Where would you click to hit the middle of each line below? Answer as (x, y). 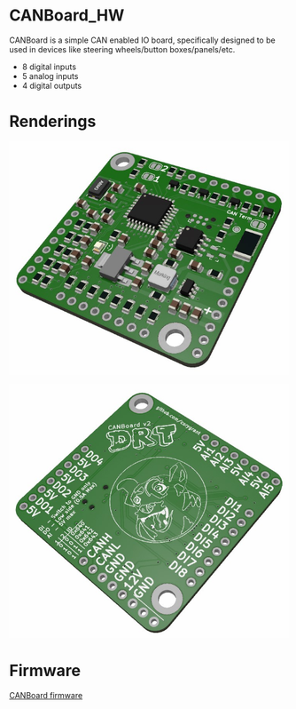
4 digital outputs (52, 85)
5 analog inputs (50, 76)
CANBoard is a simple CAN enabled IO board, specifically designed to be (143, 40)
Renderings (53, 122)
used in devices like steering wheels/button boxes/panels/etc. (122, 49)
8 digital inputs (49, 67)
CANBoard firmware (46, 696)
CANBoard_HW (67, 16)
